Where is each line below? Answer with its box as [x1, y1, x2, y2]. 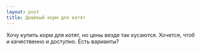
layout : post [6, 8, 40, 15]
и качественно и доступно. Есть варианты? [6, 38, 119, 45]
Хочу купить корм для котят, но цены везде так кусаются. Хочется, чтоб [6, 31, 195, 38]
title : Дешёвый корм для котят [6, 15, 86, 21]
